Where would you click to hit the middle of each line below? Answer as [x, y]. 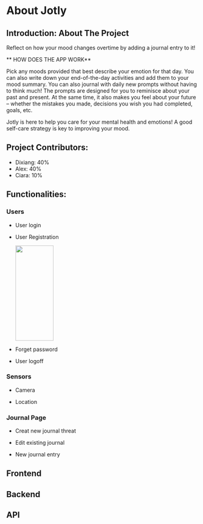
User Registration [37, 237]
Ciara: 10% [29, 175]
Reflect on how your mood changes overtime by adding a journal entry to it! [101, 48]
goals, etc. [19, 110]
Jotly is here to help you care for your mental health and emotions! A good [99, 122]
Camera [25, 390]
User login [28, 225]
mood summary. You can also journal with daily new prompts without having [102, 84]
